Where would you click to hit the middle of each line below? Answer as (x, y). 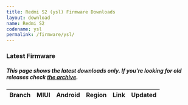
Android (68, 95)
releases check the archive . (42, 77)
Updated (144, 95)
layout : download (28, 18)
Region (96, 95)
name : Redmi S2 (26, 23)
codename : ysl (24, 29)
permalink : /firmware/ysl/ (40, 35)
